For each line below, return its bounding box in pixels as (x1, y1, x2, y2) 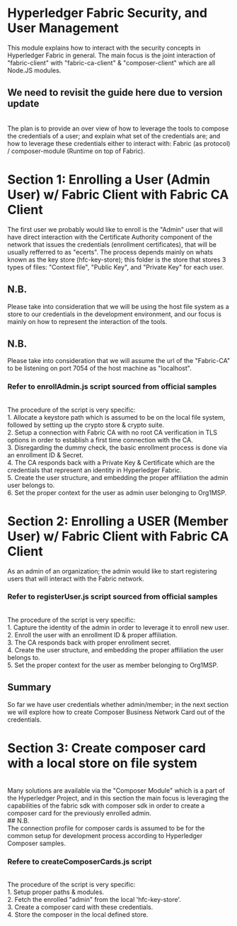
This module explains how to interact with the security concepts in (7, 43, 201, 52)
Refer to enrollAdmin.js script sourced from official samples (7, 381, 217, 391)
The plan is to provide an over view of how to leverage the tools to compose (7, 124, 229, 133)
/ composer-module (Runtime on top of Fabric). (7, 147, 145, 155)
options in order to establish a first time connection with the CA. (7, 435, 193, 444)
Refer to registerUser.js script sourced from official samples (7, 592, 218, 602)
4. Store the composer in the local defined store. (7, 910, 149, 919)
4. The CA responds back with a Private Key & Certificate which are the (7, 458, 215, 467)
